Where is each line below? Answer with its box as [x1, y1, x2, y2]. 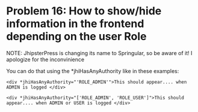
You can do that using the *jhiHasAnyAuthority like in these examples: [6, 67, 179, 74]
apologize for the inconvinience [6, 56, 85, 63]
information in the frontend [6, 17, 144, 31]
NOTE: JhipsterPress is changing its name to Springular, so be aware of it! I [6, 49, 193, 56]
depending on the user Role [6, 30, 147, 43]
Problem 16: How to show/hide [6, 4, 162, 18]
